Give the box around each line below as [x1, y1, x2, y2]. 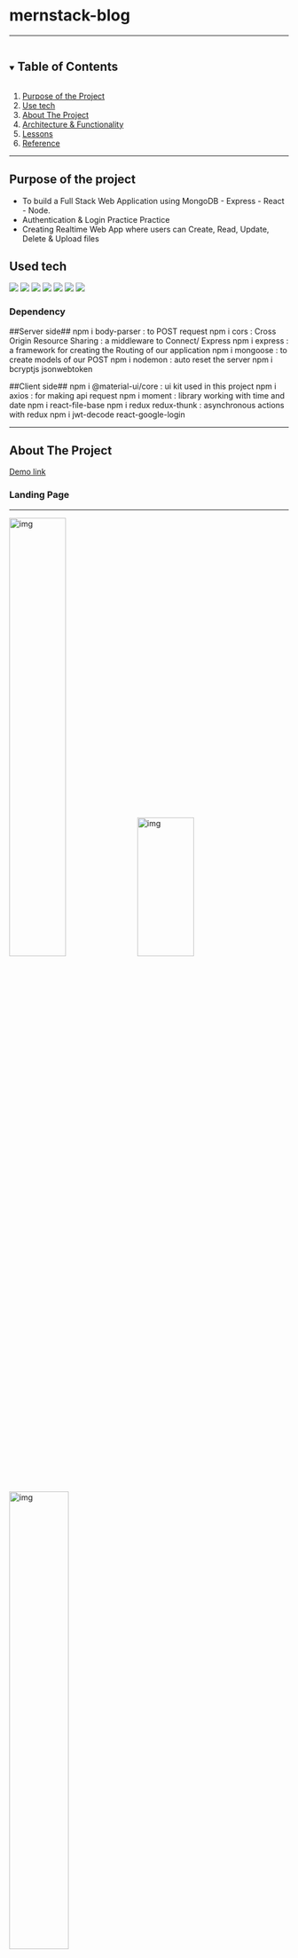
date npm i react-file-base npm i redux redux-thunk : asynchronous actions [9, 399, 285, 410]
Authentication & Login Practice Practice [21, 214, 170, 225]
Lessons [21, 128, 53, 138]
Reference [21, 138, 60, 148]
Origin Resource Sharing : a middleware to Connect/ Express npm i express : [9, 335, 289, 346]
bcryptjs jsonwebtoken [9, 363, 93, 374]
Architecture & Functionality [21, 119, 124, 130]
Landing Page [9, 489, 70, 501]
